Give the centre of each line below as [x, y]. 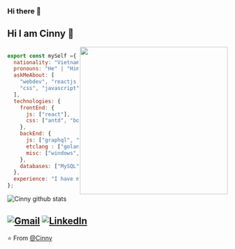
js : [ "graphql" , [49, 140]
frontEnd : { [37, 107]
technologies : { [37, 101]
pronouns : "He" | [39, 69]
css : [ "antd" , [47, 121]
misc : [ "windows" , [52, 153]
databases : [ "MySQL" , [51, 166]
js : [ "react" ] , [48, 114]
